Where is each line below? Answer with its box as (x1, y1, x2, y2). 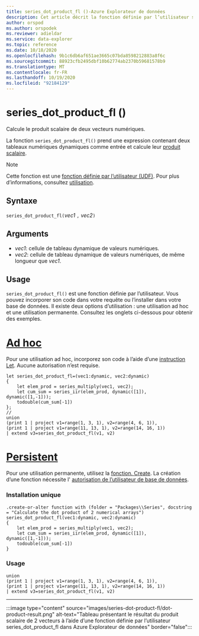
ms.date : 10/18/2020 (6, 47, 57, 53)
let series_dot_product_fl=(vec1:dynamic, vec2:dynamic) (6, 373, 150, 379)
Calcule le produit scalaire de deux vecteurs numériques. (6, 125, 146, 132)
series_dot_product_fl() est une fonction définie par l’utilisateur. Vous (6, 290, 179, 297)
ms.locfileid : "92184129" (6, 81, 70, 87)
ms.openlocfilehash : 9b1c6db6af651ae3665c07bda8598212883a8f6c (6, 53, 166, 59)
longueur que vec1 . (14, 257, 62, 264)
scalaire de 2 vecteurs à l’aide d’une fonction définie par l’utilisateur (6, 617, 171, 624)
